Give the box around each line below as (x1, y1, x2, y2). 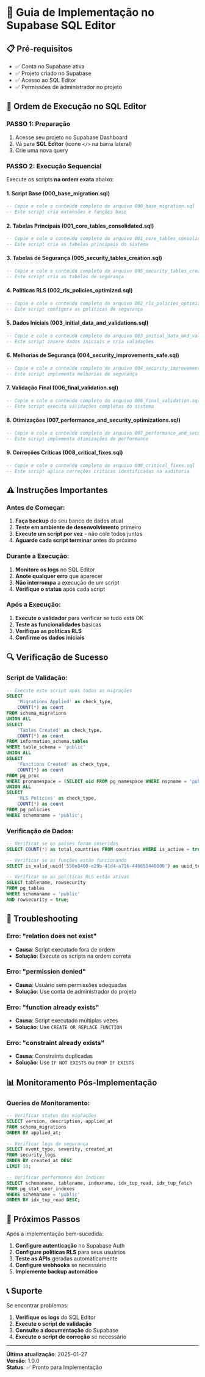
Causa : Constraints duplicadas (15, 1052, 93, 1060)
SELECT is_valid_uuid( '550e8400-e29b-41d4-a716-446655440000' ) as (6, 863, 179, 869)
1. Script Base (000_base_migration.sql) (6, 189, 110, 197)
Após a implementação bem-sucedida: (6, 1230, 104, 1238)
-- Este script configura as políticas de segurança (6, 306, 143, 312)
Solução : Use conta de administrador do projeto (15, 988, 137, 995)
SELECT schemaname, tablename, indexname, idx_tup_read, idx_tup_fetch (6, 1180, 192, 1186)
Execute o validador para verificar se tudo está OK (15, 614, 144, 621)
